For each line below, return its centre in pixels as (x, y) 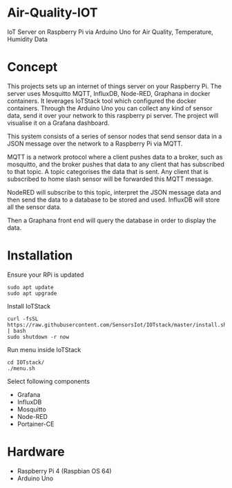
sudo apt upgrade (32, 293)
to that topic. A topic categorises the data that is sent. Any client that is (108, 171)
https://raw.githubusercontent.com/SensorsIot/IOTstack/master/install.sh (117, 325)
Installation (40, 256)
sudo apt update (30, 287)
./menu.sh (21, 368)
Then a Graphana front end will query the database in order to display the (112, 220)
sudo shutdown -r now (38, 337)
